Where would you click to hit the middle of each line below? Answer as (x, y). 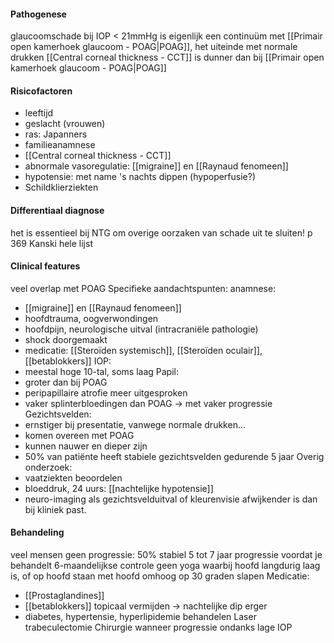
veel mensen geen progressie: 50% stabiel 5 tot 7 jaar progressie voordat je (166, 555)
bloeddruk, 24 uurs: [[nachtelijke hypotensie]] (119, 488)
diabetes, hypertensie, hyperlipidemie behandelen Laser (140, 617)
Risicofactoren (41, 91)
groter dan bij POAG (66, 382)
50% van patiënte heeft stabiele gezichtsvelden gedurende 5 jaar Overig (174, 456)
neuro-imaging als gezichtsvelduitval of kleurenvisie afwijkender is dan (171, 499)
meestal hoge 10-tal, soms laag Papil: (102, 371)
